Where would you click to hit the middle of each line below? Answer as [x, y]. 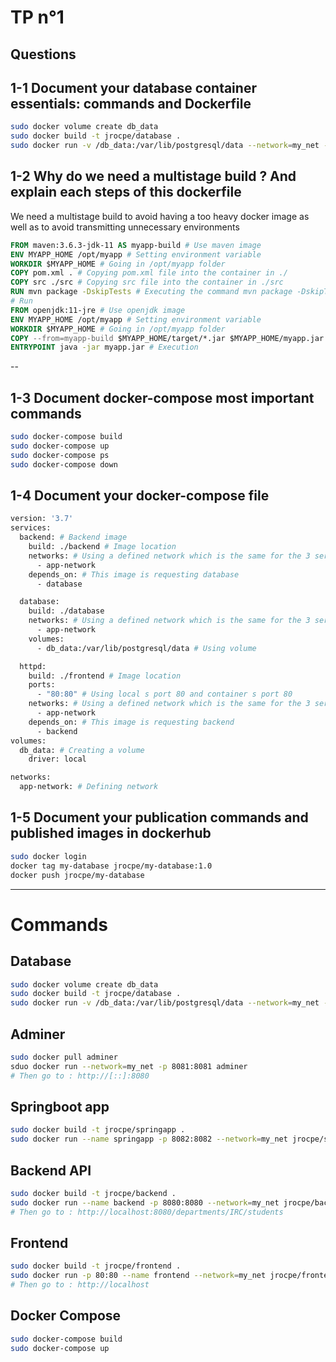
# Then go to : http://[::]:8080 [80, 1076]
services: [31, 528]
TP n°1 [37, 17]
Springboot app [60, 1106]
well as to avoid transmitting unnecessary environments [125, 227]
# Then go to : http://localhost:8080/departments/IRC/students [147, 1212]
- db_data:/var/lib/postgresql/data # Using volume [146, 648]
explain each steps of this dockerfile [126, 192]
